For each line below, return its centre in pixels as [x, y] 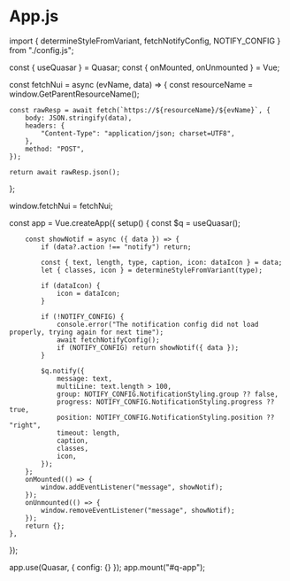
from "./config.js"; [42, 50]
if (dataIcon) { [71, 285]
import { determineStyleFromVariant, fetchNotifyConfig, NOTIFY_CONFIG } [145, 41]
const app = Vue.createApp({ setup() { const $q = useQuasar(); [125, 222]
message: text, [84, 378]
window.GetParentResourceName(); [74, 94]
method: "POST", [55, 149]
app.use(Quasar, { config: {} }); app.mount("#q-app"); [107, 567]
